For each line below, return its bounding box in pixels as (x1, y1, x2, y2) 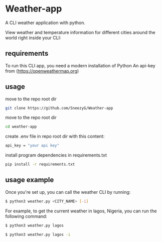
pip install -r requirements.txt (5, 162, 75, 167)
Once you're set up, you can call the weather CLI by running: (5, 189, 131, 195)
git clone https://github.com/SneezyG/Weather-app (5, 105, 113, 110)
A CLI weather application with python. (5, 20, 85, 26)
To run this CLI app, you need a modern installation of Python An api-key (5, 62, 155, 68)
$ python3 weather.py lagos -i (5, 232, 71, 237)
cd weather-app (5, 124, 37, 130)
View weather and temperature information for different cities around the (5, 29, 155, 35)
